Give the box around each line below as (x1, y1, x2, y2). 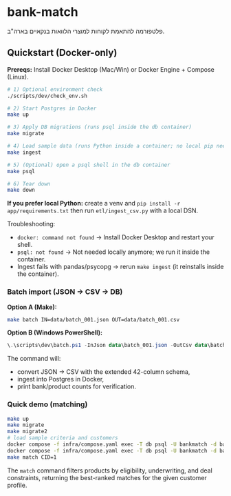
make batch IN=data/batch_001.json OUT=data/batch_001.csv (7, 316, 180, 323)
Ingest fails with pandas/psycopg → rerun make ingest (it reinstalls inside (16, 263, 224, 271)
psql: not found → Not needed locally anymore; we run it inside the (16, 248, 210, 256)
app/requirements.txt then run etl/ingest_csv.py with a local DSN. (7, 206, 198, 215)
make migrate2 (7, 428, 48, 435)
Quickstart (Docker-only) (7, 47, 118, 59)
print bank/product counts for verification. (16, 382, 136, 390)
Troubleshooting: (7, 220, 56, 228)
